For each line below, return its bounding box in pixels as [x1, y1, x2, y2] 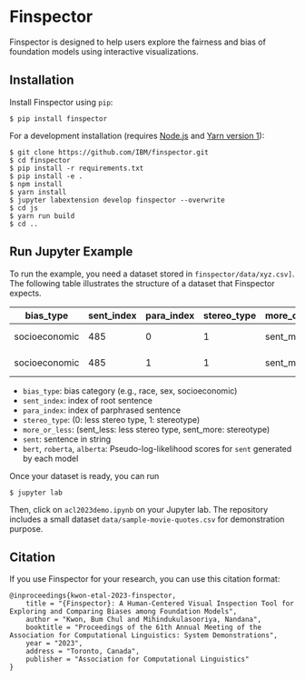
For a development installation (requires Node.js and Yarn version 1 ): [9, 130, 265, 141]
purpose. [9, 523, 44, 534]
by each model [22, 453, 79, 464]
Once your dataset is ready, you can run [9, 470, 160, 481]
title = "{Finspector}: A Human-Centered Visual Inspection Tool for [25, 599, 295, 608]
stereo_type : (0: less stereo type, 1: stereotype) [22, 414, 201, 425]
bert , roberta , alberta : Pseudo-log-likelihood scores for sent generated [22, 443, 292, 454]
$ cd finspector [9, 155, 71, 165]
